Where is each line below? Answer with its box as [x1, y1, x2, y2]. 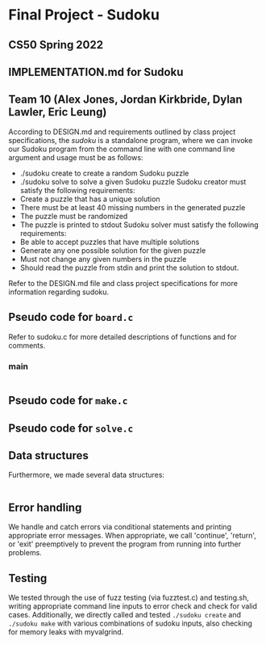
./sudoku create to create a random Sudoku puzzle [19, 168, 189, 178]
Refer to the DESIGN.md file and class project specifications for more [8, 278, 238, 288]
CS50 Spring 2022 [8, 38, 103, 52]
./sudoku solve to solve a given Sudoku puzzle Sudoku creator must [19, 176, 247, 187]
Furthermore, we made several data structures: [8, 470, 165, 480]
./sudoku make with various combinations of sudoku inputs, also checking [8, 618, 252, 628]
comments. [8, 340, 46, 350]
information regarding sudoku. [8, 287, 110, 297]
